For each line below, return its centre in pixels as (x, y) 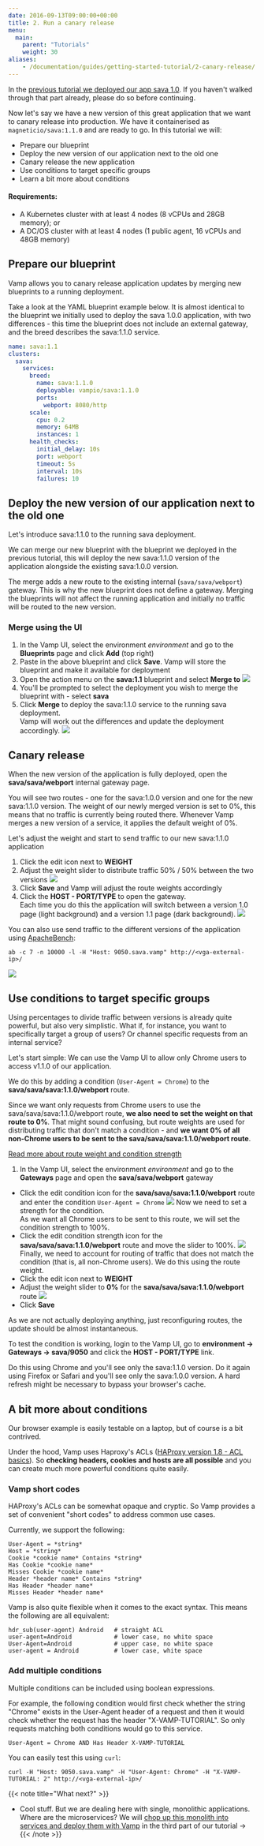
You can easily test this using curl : (65, 1758)
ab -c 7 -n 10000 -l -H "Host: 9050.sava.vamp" (88, 953)
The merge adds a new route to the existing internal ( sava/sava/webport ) (125, 582)
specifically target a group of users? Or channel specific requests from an (128, 1034)
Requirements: (33, 197)
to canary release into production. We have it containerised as (109, 121)
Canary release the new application (77, 162)
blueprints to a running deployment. (66, 291)
